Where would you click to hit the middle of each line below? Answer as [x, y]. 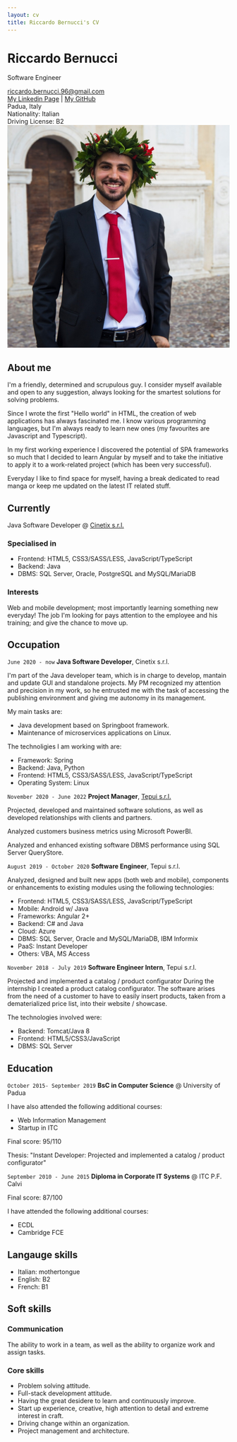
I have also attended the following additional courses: [85, 1107]
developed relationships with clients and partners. [80, 818]
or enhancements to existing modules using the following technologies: [111, 888]
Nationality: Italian [34, 114]
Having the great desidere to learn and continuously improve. [107, 1401]
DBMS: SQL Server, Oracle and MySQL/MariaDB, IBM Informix [108, 939]
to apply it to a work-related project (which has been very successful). [109, 465]
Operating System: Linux [53, 783]
